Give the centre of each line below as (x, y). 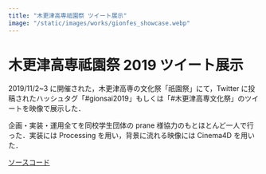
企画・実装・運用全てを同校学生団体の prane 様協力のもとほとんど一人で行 (131, 125)
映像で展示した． (57, 109)
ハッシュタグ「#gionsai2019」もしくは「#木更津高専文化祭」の (140, 99)
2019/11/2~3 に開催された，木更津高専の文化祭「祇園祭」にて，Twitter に (128, 89)
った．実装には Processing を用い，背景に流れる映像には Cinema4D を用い (131, 136)
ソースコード (29, 162)
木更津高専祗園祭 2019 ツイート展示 (126, 65)
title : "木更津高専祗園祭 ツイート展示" (68, 16)
